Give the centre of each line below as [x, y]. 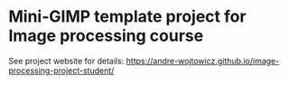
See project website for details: [66, 61]
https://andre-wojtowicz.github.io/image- [203, 61]
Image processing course [106, 36]
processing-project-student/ [61, 71]
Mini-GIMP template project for [127, 17]
